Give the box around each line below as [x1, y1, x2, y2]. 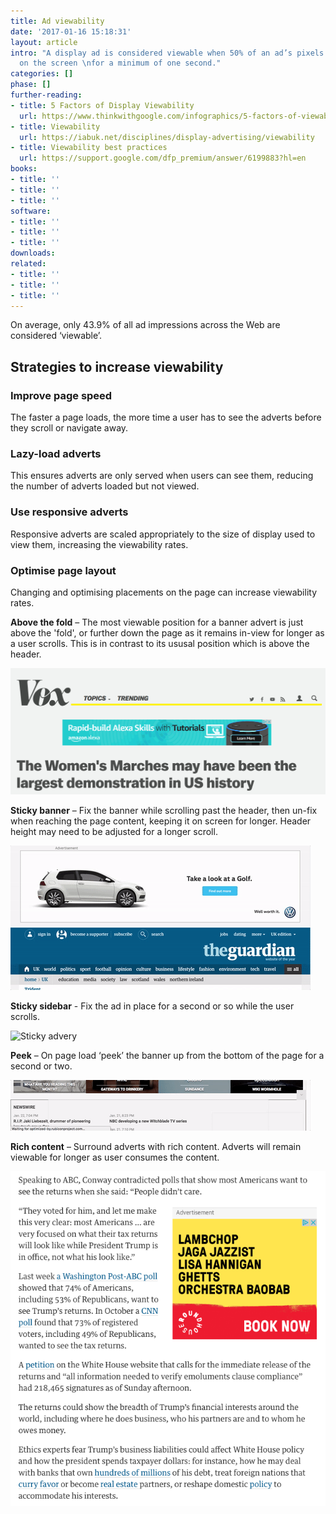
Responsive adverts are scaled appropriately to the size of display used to [10, 528, 316, 540]
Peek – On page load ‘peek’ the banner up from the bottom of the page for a [10, 1050, 325, 1062]
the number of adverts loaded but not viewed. [10, 480, 200, 492]
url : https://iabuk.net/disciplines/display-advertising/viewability [19, 132, 315, 142]
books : [10, 164, 38, 174]
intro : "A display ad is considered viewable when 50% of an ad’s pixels [10, 48, 325, 58]
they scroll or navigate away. [10, 422, 129, 434]
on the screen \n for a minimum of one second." [19, 58, 222, 69]
